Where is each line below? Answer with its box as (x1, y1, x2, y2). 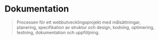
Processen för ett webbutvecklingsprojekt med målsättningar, (16, 19, 141, 25)
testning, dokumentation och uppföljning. (16, 29, 100, 35)
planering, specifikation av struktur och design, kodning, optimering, (16, 24, 155, 30)
